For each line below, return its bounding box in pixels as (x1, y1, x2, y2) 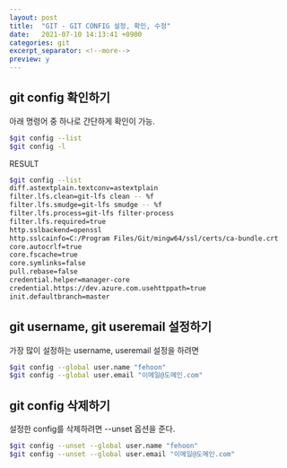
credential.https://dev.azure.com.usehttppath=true (9, 283, 206, 292)
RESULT (9, 158, 39, 169)
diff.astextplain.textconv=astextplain (9, 184, 159, 193)
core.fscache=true (9, 250, 78, 260)
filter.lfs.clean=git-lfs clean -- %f (9, 192, 154, 202)
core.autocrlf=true (9, 242, 83, 251)
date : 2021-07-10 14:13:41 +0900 (9, 30, 143, 39)
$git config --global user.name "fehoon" (9, 362, 167, 372)
